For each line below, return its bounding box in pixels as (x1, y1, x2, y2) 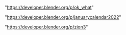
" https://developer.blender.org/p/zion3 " (5, 24, 88, 30)
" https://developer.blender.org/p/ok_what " (5, 5, 94, 10)
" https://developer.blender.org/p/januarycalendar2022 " (5, 14, 121, 20)
